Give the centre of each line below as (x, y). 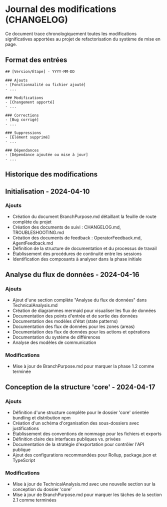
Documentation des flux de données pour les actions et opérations (81, 331)
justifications (25, 428)
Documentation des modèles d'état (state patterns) (65, 321)
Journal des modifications (61, 9)
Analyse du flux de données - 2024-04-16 (72, 275)
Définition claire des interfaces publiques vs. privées (66, 439)
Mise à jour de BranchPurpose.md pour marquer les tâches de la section (87, 494)
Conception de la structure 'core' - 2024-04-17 (80, 387)
